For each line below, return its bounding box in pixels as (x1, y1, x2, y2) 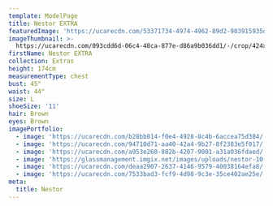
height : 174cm (8, 65, 57, 73)
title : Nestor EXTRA (8, 19, 79, 28)
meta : (8, 178, 27, 187)
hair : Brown (8, 110, 49, 118)
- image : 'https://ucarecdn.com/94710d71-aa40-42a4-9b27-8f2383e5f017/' (15, 139, 267, 148)
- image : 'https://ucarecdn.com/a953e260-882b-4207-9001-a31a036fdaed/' (15, 148, 267, 156)
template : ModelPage (8, 11, 79, 20)
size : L (8, 95, 35, 103)
